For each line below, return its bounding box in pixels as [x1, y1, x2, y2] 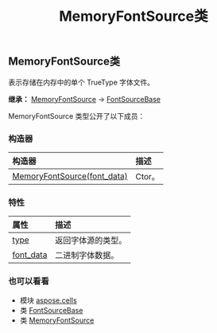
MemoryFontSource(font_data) [12, 170, 128, 182]
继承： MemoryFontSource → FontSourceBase [8, 94, 161, 104]
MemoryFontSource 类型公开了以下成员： [8, 111, 145, 120]
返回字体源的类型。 [55, 235, 127, 246]
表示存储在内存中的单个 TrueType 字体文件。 [8, 77, 155, 87]
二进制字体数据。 [55, 250, 119, 261]
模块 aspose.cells [19, 296, 77, 305]
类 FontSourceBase [19, 305, 83, 315]
